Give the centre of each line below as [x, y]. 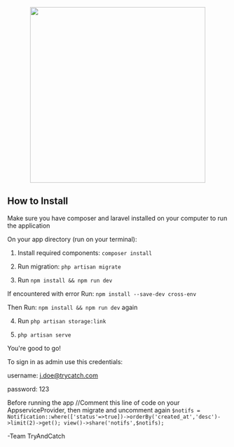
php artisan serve [44, 335]
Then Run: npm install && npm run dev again [73, 307]
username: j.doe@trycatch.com [53, 375]
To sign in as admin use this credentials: [65, 361]
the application [29, 226]
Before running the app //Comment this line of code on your [94, 402]
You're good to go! [34, 348]
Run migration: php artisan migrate [69, 266]
